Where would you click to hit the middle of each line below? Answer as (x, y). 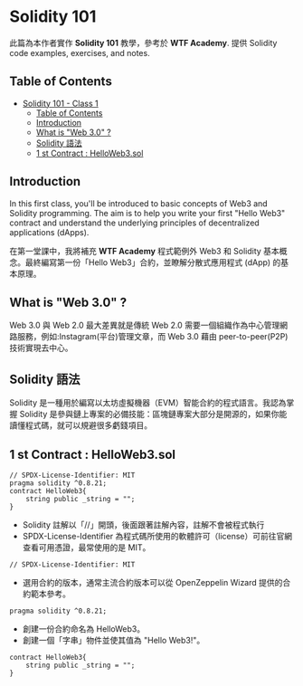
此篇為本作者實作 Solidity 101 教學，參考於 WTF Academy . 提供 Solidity (143, 43)
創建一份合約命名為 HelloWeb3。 (84, 629)
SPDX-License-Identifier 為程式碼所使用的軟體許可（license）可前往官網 (157, 536)
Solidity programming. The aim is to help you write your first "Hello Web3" (147, 213)
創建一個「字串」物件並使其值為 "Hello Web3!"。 (114, 640)
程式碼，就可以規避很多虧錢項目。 (88, 425)
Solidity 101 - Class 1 (61, 103)
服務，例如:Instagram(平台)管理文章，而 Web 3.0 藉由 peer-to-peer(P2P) (152, 337)
